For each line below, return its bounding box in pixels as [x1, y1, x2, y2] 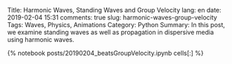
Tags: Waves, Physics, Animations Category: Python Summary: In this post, [7, 21, 226, 29]
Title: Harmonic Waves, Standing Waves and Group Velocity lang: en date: [7, 6, 221, 14]
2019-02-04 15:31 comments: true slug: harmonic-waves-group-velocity [7, 13, 218, 22]
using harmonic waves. [7, 35, 75, 44]
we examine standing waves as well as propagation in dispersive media [7, 28, 214, 36]
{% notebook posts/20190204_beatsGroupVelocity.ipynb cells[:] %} [7, 49, 204, 57]
